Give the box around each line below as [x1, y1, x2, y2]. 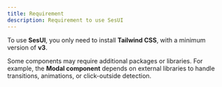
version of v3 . [7, 43, 48, 52]
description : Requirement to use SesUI [7, 17, 124, 24]
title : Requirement [7, 10, 64, 17]
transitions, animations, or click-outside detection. [7, 71, 152, 80]
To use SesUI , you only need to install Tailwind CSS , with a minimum [7, 35, 206, 44]
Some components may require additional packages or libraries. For [7, 56, 203, 65]
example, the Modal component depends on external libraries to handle [7, 64, 215, 72]
